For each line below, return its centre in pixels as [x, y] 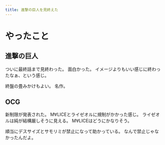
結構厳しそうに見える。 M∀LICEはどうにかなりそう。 [77, 121]
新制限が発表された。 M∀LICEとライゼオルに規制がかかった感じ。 [73, 114]
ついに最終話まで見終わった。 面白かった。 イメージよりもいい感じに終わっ [83, 69]
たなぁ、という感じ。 [27, 75]
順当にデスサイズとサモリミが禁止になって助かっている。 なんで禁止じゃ [80, 131]
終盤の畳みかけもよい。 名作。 [36, 86]
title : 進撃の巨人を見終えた [32, 10]
